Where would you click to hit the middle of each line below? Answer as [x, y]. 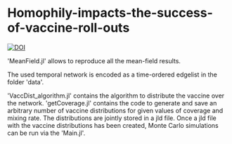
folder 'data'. [26, 81]
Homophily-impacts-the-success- [110, 13]
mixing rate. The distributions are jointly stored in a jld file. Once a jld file [112, 118]
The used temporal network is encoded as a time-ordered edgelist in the [112, 74]
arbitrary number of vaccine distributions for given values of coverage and [115, 110]
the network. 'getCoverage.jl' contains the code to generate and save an [112, 103]
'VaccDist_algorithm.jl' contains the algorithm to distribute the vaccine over [116, 96]
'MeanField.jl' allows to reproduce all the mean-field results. [94, 60]
